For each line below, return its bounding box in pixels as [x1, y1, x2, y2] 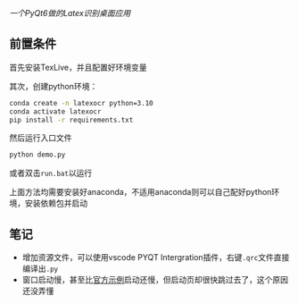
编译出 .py [21, 263, 59, 274]
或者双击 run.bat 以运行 [9, 168, 93, 179]
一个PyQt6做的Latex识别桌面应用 [9, 8, 131, 18]
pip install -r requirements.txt [9, 115, 134, 124]
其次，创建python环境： [9, 80, 98, 91]
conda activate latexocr [9, 106, 102, 116]
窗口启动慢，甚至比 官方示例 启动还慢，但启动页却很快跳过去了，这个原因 [21, 274, 288, 285]
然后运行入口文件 [9, 132, 72, 143]
